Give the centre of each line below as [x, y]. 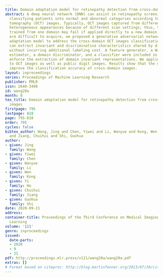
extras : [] [16, 262]
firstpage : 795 [20, 109]
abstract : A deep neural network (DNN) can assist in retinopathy [73, 14]
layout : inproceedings [28, 73]
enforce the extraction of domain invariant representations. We [77, 59]
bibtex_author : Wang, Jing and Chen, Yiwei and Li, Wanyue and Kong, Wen [81, 132]
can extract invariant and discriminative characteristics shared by [81, 46]
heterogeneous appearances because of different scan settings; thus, [82, 28]
